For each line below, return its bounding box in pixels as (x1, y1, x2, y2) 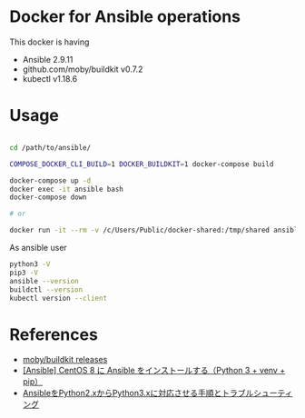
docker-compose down (9, 193, 88, 202)
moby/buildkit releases (22, 354, 108, 365)
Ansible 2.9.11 (22, 54, 74, 65)
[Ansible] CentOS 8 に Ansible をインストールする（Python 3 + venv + (22, 365, 286, 376)
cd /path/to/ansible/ (9, 143, 92, 152)
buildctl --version (9, 284, 84, 294)
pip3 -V (9, 268, 39, 277)
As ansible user (9, 243, 68, 253)
